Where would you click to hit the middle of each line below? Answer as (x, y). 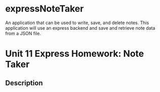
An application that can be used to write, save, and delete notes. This (77, 23)
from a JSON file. (23, 33)
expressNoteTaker (45, 9)
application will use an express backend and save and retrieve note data (80, 28)
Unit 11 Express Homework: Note (75, 54)
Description (24, 83)
